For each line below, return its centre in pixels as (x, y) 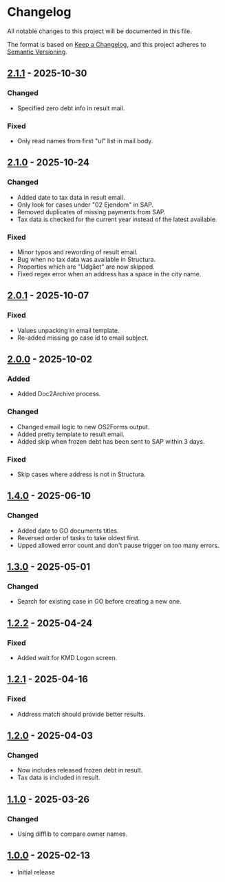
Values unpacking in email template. (68, 330)
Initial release (36, 872)
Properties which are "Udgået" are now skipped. (86, 267)
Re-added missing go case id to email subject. (83, 338)
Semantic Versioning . (37, 52)
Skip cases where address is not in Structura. (81, 474)
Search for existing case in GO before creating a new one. (99, 602)
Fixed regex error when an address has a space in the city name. (109, 274)
